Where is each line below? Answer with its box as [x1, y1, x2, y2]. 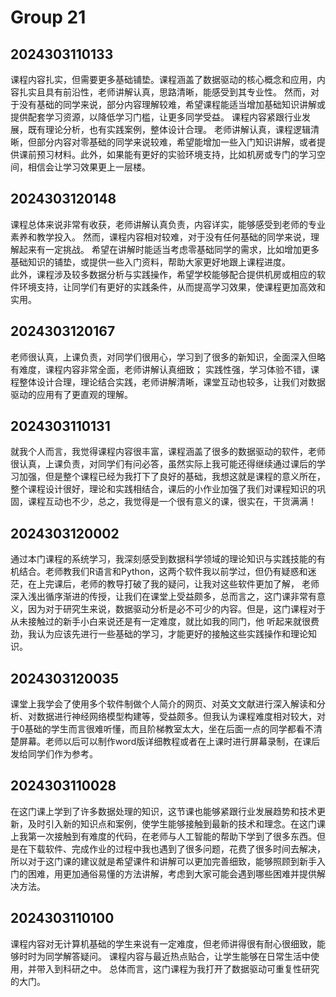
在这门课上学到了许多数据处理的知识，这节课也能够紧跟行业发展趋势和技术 [10, 805, 317, 817]
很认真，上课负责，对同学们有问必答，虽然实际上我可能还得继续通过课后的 [10, 458, 317, 470]
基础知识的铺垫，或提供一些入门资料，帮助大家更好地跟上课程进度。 [10, 256, 291, 268]
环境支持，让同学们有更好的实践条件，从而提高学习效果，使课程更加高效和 [18, 281, 326, 293]
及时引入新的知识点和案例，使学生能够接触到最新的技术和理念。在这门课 [27, 817, 326, 830]
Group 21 [10, 6, 87, 29]
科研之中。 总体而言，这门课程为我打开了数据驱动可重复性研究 [62, 962, 320, 975]
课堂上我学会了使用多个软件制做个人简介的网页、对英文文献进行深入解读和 [10, 698, 317, 710]
